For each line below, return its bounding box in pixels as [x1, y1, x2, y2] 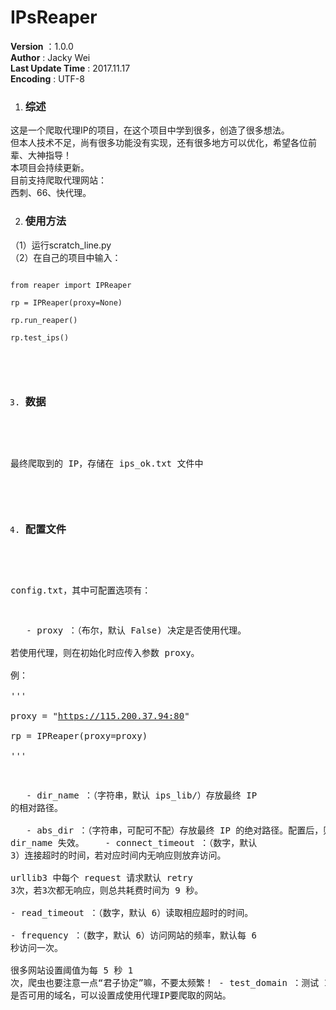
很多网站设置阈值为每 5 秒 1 [10, 965, 134, 976]
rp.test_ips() [10, 332, 70, 343]
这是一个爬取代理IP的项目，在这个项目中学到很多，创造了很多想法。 [10, 124, 290, 136]
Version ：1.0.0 [10, 40, 74, 52]
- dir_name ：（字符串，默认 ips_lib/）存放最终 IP [26, 790, 258, 801]
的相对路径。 [10, 802, 63, 814]
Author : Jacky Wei [10, 51, 91, 63]
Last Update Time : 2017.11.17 [10, 62, 131, 74]
